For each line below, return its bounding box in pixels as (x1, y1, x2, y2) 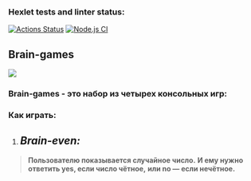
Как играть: (8, 109, 57, 120)
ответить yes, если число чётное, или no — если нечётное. (27, 163, 236, 173)
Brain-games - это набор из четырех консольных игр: (8, 89, 228, 100)
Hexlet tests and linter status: (8, 6, 125, 18)
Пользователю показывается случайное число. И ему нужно (27, 155, 244, 165)
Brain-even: (19, 134, 81, 148)
